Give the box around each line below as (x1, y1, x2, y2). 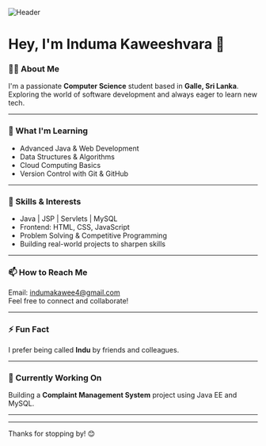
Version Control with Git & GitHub (19, 169, 129, 178)
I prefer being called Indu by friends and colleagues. (8, 345, 180, 354)
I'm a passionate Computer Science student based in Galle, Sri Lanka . (8, 82, 239, 91)
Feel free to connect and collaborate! (8, 296, 129, 306)
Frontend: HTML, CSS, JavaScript (19, 223, 131, 232)
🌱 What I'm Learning (8, 125, 89, 136)
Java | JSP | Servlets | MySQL (19, 214, 118, 223)
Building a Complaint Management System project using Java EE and (8, 390, 237, 399)
